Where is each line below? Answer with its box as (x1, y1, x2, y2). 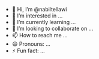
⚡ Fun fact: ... (11, 47, 45, 54)
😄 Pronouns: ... (11, 40, 51, 48)
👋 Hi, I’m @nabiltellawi (11, 6, 67, 13)
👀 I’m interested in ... (11, 12, 63, 19)
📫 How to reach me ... (11, 32, 68, 39)
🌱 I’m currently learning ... (11, 19, 76, 25)
